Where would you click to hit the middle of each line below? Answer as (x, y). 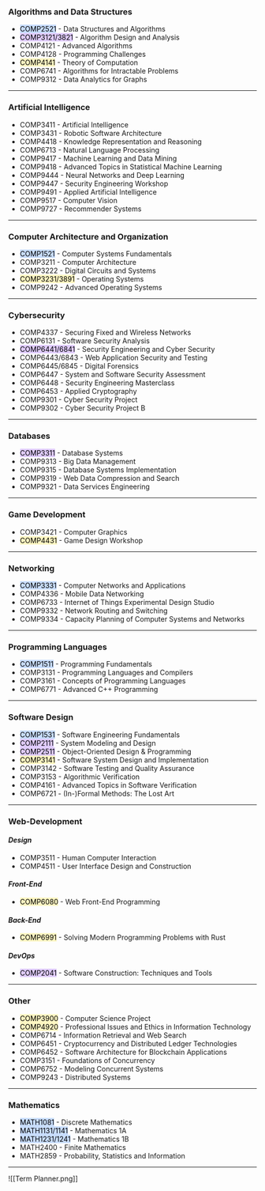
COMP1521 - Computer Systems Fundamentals (95, 253)
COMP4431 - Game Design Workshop (81, 540)
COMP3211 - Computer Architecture (78, 262)
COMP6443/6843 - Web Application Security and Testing (113, 357)
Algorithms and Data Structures (70, 12)
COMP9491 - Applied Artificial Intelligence (88, 191)
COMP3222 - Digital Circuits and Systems (88, 270)
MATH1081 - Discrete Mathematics (76, 1122)
